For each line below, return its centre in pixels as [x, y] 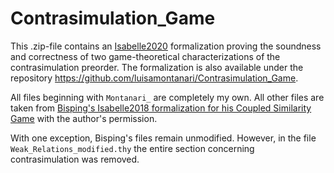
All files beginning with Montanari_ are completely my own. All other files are [167, 97]
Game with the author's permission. [84, 118]
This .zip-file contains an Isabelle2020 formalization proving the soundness [166, 46]
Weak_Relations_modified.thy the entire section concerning [132, 148]
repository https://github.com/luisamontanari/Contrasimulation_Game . [154, 78]
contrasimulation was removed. [75, 159]
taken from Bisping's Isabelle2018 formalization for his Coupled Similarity [161, 108]
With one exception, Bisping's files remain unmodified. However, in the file [163, 138]
